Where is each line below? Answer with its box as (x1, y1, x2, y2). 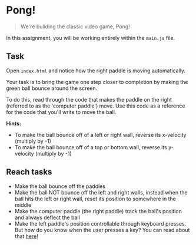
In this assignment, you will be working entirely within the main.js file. (6, 34, 175, 41)
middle (14, 201, 32, 209)
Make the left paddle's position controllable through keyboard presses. (14, 220, 187, 227)
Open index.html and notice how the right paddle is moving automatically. (6, 67, 186, 74)
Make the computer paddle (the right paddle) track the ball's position (14, 207, 182, 214)
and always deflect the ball (14, 214, 81, 221)
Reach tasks (6, 167, 52, 177)
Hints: (6, 120, 22, 127)
